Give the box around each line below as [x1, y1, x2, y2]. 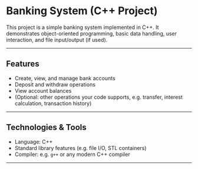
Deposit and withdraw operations [14, 81, 96, 88]
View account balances [14, 87, 72, 94]
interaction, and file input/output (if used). [6, 36, 108, 43]
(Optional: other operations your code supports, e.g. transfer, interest [14, 93, 183, 100]
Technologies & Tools [6, 122, 87, 132]
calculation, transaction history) [14, 99, 92, 107]
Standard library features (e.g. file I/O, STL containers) [14, 144, 147, 151]
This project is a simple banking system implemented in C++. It [6, 24, 159, 31]
